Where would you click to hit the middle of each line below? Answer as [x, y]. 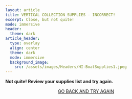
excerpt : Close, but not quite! [40, 19]
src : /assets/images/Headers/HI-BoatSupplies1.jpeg [71, 67]
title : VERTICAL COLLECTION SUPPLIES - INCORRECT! [60, 15]
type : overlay [25, 43]
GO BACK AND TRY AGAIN [86, 91]
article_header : [23, 39]
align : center [25, 48]
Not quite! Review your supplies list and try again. [59, 82]
